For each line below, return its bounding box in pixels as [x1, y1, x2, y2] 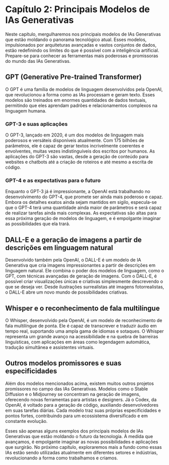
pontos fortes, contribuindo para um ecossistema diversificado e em [5, 412, 148, 419]
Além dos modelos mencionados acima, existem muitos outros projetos [5, 380, 154, 386]
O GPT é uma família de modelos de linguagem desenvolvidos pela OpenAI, [5, 86, 163, 92]
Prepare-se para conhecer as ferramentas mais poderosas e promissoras [5, 52, 158, 59]
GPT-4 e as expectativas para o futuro [5, 176, 101, 184]
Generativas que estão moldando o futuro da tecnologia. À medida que [5, 433, 153, 439]
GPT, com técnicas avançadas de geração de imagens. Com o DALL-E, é [5, 273, 157, 279]
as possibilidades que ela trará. [5, 221, 70, 227]
